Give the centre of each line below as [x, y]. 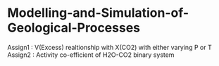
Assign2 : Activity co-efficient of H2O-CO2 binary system [91, 55]
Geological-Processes [74, 28]
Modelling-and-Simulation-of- [98, 13]
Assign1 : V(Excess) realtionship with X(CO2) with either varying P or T [110, 47]
